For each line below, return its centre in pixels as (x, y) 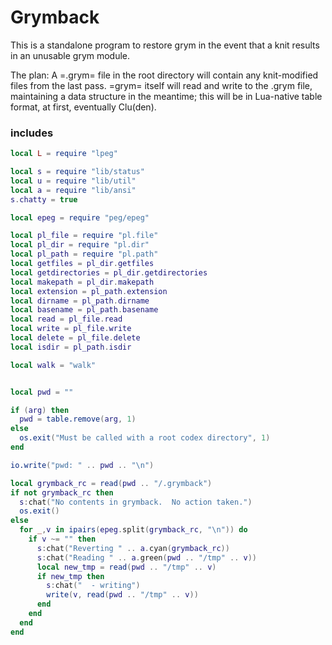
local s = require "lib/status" (77, 172)
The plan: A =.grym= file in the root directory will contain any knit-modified (164, 75)
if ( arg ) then (40, 410)
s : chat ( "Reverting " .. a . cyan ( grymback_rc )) (133, 548)
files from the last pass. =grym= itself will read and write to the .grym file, (161, 85)
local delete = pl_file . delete (75, 338)
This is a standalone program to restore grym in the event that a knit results (165, 45)
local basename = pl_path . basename (84, 310)
